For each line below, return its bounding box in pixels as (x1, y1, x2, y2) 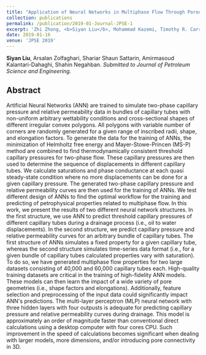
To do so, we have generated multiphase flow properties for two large (6, 258, 183, 265)
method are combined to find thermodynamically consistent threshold (6, 147, 183, 154)
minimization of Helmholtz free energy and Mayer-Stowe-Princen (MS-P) (6, 141, 191, 148)
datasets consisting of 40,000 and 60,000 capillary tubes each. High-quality (6, 265, 200, 272)
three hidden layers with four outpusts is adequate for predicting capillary (6, 303, 192, 311)
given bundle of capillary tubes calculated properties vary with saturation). (6, 251, 195, 259)
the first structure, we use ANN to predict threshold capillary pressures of (6, 213, 192, 220)
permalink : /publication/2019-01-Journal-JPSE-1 (6, 20, 133, 26)
